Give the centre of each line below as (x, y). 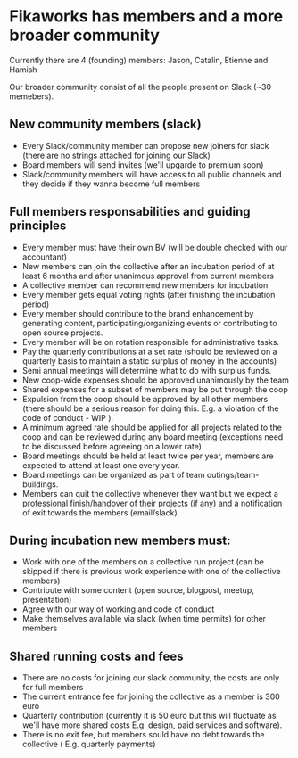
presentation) (47, 600)
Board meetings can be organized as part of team (113, 474)
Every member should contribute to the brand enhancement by (138, 313)
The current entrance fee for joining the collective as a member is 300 (151, 696)
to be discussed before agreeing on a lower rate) (112, 446)
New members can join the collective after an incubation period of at (148, 266)
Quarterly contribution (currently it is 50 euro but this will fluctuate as (149, 716)
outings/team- (233, 474)
